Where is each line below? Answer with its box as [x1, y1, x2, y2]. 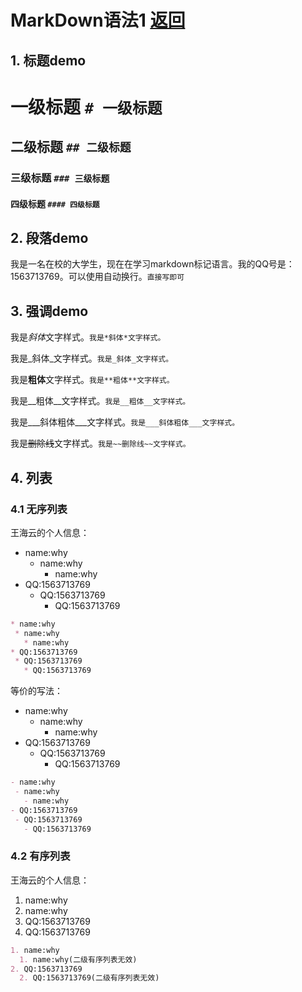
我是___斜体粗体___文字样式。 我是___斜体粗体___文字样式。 [10, 416, 240, 428]
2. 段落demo [10, 230, 89, 247]
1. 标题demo [10, 52, 87, 69]
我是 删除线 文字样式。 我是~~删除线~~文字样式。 [10, 437, 191, 450]
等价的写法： [10, 685, 63, 697]
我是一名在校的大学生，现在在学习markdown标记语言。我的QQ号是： [10, 258, 295, 270]
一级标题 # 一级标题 [10, 96, 163, 118]
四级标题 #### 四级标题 [10, 197, 100, 210]
